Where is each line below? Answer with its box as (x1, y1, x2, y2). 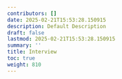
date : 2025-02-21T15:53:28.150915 (7, 16, 107, 23)
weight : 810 (7, 61, 41, 68)
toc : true (7, 55, 36, 62)
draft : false (7, 29, 45, 36)
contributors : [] (7, 10, 57, 17)
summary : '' (7, 42, 41, 49)
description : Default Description (7, 23, 107, 30)
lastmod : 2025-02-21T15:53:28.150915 (7, 36, 116, 43)
